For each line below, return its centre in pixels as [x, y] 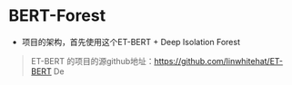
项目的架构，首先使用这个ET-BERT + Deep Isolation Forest [131, 42]
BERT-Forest [57, 16]
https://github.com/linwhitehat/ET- [218, 61]
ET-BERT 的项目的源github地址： [92, 61]
